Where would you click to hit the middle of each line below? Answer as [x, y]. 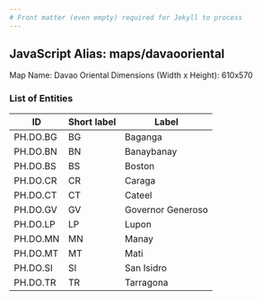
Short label [92, 122]
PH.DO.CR [35, 180]
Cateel [138, 195]
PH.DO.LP [35, 224]
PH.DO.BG [35, 137]
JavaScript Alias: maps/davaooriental [117, 54]
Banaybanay [151, 151]
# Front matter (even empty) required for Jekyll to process [126, 17]
